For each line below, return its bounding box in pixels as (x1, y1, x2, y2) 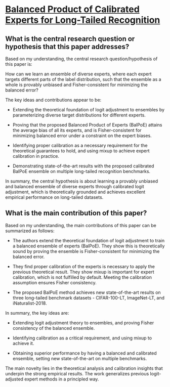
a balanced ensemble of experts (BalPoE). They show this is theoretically (12, 243, 165, 249)
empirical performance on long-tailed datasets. (5, 194, 104, 200)
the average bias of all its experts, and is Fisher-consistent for (12, 127, 142, 133)
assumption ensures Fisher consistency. (12, 279, 97, 285)
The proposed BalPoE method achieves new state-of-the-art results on (12, 289, 161, 295)
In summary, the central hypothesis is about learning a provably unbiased (5, 178, 158, 184)
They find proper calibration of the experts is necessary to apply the (12, 263, 155, 269)
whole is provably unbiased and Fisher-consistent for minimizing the (5, 82, 148, 88)
